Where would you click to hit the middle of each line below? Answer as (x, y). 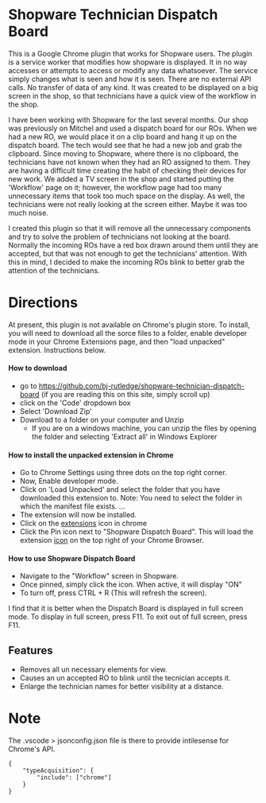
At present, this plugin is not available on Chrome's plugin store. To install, (129, 325)
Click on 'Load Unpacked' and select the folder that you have (120, 489)
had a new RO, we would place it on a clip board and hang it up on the (123, 136)
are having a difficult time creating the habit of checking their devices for (127, 170)
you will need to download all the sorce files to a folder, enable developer (128, 333)
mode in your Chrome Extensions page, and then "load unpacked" (117, 341)
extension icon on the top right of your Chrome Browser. (112, 540)
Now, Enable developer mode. (69, 481)
